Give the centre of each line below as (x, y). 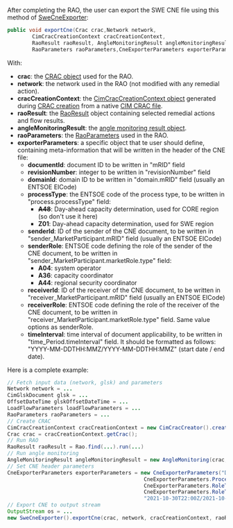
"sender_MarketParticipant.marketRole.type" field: (100, 260)
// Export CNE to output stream (54, 505)
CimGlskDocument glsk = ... (48, 395)
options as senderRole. (60, 327)
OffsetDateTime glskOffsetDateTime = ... (68, 402)
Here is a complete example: (48, 370)
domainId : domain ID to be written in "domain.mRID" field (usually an (126, 179)
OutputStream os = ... (40, 511)
